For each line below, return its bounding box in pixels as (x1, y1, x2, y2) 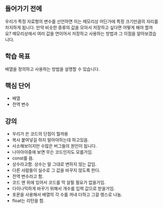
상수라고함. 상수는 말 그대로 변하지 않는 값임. (12, 161, 97, 167)
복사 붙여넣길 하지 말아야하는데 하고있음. (12, 137, 89, 143)
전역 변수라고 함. (12, 173, 44, 179)
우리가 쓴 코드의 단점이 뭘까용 (12, 131, 68, 137)
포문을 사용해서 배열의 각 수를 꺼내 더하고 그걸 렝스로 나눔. (12, 191, 123, 198)
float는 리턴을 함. (12, 198, 45, 204)
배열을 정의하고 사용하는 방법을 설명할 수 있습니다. (5, 66, 100, 72)
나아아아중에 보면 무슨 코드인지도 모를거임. (12, 149, 93, 155)
